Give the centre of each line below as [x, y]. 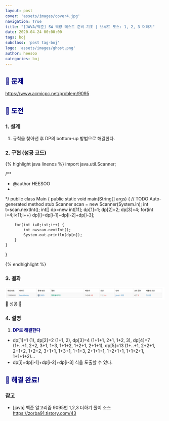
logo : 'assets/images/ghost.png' [40, 48]
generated [16, 204]
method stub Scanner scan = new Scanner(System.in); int [88, 204]
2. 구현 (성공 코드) [26, 153]
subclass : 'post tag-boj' [32, 43]
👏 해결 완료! [23, 380]
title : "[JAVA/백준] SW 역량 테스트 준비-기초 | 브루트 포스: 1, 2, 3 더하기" [80, 27]
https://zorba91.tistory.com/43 [45, 413]
